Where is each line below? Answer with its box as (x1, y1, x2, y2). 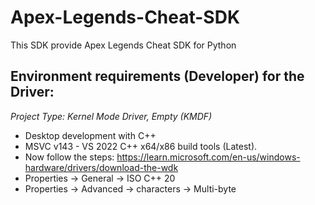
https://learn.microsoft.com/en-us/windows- (116, 151, 301, 163)
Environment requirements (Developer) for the (10, 68, 305, 85)
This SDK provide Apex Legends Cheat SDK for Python (10, 39, 237, 51)
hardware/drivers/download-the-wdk (24, 161, 179, 173)
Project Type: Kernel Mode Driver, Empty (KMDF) (10, 110, 213, 122)
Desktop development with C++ (24, 129, 157, 141)
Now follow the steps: (24, 151, 115, 163)
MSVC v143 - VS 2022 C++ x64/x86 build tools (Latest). (24, 140, 258, 152)
